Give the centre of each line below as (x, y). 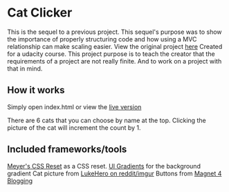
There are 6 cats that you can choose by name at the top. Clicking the (107, 120)
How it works (36, 90)
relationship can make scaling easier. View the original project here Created (115, 46)
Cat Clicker (40, 13)
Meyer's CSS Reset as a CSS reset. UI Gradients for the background (104, 166)
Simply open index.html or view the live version (74, 107)
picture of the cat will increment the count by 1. (74, 127)
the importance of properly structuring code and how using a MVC (102, 39)
